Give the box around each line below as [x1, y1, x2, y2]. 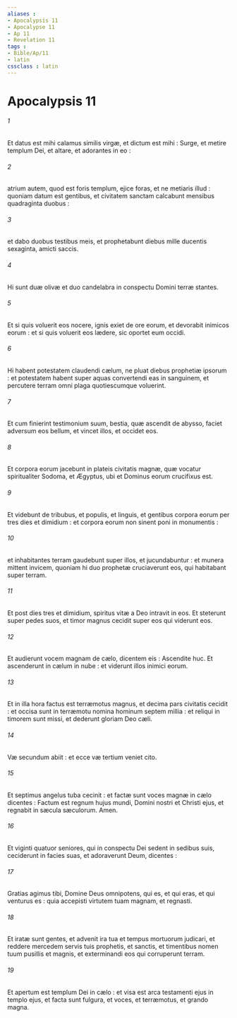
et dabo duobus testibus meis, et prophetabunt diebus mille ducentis [7, 237, 207, 246]
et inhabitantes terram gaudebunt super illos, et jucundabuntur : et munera [7, 555, 224, 564]
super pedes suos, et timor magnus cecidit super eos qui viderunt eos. [7, 617, 213, 625]
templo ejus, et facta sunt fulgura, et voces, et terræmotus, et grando [7, 995, 209, 1004]
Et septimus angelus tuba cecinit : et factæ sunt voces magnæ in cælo [7, 791, 212, 799]
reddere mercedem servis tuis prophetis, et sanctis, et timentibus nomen [7, 943, 219, 951]
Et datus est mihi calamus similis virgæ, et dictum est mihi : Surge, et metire [7, 139, 227, 147]
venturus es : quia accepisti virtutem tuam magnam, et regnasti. [7, 897, 193, 905]
